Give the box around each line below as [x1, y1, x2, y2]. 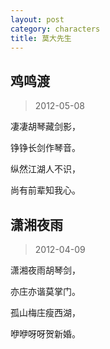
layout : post [10, 14, 65, 25]
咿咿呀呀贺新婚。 [10, 328, 81, 340]
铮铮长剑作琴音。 [10, 142, 81, 154]
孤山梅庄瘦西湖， [10, 307, 81, 318]
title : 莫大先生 [10, 33, 72, 43]
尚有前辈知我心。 [10, 184, 81, 196]
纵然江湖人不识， [10, 163, 81, 175]
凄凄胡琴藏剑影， [10, 121, 81, 133]
